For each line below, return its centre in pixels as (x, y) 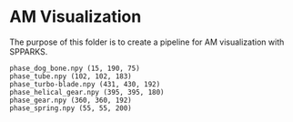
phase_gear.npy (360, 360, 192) (71, 100)
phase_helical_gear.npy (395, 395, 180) (87, 92)
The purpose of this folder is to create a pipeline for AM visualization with (147, 42)
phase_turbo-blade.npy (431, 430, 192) (85, 84)
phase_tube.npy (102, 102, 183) (71, 76)
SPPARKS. (29, 51)
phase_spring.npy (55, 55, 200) (71, 108)
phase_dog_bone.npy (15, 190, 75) (75, 68)
